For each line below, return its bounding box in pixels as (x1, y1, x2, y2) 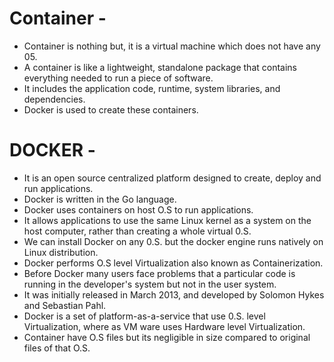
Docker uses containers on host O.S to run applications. (23, 203, 254, 216)
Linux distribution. (23, 246, 99, 258)
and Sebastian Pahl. (23, 299, 107, 311)
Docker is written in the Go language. (23, 193, 177, 205)
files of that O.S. (23, 342, 91, 354)
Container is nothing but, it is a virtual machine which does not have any (23, 40, 321, 52)
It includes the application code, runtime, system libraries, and (23, 82, 281, 94)
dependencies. (23, 93, 86, 105)
